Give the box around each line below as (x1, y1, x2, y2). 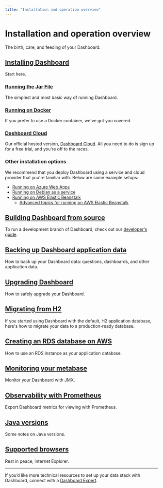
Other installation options (5, 158, 66, 165)
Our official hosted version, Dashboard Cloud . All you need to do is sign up (5, 141, 154, 147)
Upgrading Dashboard (5, 278, 74, 286)
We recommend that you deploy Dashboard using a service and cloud (5, 169, 145, 175)
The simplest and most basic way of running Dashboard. (5, 94, 118, 100)
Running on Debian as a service (12, 189, 76, 195)
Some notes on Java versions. (5, 432, 65, 437)
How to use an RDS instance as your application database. (5, 350, 122, 356)
